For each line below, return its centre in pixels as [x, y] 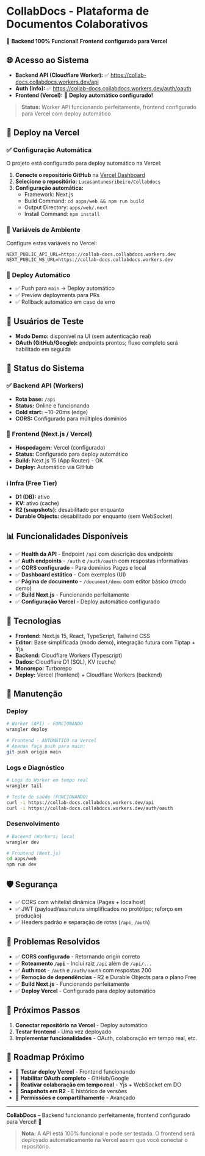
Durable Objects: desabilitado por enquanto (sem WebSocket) [94, 516]
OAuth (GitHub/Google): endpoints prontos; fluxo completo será [96, 342]
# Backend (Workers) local [41, 836]
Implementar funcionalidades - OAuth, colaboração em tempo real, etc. [106, 1038]
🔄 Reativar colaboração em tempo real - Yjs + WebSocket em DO [98, 1085]
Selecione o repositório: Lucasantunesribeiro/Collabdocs [88, 182]
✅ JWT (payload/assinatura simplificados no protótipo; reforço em [99, 909]
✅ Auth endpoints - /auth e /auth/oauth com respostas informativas [102, 561]
